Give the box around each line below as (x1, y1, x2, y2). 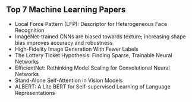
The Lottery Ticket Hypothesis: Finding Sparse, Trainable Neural (14, 51, 172, 58)
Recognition (14, 27, 45, 34)
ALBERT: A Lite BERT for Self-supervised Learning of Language (14, 83, 171, 90)
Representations (14, 89, 55, 96)
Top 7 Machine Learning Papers (6, 5, 126, 15)
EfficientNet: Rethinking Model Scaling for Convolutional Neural (14, 64, 171, 71)
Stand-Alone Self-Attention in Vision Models (14, 77, 123, 84)
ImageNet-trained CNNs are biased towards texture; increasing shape (14, 32, 186, 40)
